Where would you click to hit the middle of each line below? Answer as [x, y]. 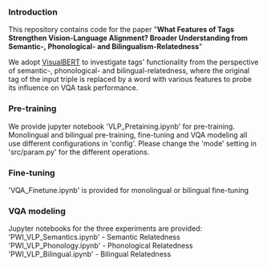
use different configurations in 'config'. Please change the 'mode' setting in [133, 143]
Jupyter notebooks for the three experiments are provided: [105, 228]
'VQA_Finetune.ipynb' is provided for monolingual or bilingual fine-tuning [129, 190]
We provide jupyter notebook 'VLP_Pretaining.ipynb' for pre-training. [121, 126]
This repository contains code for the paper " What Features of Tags [121, 30]
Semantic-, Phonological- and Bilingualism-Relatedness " [105, 47]
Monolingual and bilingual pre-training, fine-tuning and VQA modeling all [128, 134]
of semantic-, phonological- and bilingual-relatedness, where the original [129, 71]
